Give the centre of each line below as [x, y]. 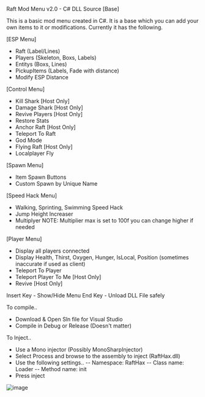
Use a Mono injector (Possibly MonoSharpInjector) [79, 349]
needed [25, 227]
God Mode [28, 140]
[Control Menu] [25, 89]
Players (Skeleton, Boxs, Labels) [56, 57]
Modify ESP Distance [42, 77]
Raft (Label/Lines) [38, 51]
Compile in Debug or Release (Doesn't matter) [73, 326]
